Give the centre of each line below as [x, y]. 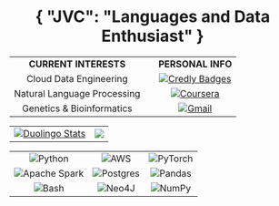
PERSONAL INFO [195, 64]
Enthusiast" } [153, 36]
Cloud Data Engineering [78, 78]
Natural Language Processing [77, 93]
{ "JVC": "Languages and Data [153, 17]
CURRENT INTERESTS [77, 64]
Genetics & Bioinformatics [78, 108]
